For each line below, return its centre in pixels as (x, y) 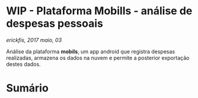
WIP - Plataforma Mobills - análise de (99, 11)
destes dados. (23, 64)
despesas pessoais (55, 23)
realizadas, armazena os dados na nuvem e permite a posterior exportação (98, 58)
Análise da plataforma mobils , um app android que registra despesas (91, 51)
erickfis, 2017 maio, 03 (34, 40)
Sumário (27, 88)
